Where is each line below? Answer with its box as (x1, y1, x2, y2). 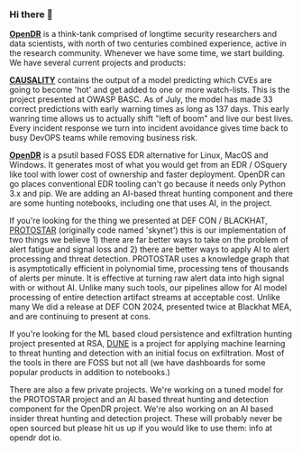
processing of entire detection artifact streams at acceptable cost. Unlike (9, 292, 281, 303)
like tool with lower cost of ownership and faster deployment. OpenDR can (9, 169, 286, 180)
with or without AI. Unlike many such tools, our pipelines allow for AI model (9, 282, 288, 293)
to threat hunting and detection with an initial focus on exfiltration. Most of (9, 347, 285, 359)
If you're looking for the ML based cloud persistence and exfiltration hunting (9, 328, 293, 339)
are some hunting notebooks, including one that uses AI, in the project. (9, 198, 272, 208)
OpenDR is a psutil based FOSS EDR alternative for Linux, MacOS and (9, 150, 269, 161)
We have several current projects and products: (9, 58, 187, 69)
